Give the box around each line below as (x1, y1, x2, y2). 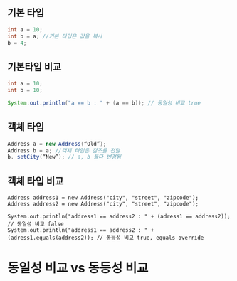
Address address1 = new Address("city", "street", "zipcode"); (7, 194, 199, 201)
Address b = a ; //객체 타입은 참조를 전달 (7, 147, 120, 154)
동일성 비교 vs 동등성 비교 (7, 260, 149, 276)
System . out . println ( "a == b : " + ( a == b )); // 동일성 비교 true (7, 100, 201, 107)
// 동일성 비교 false (7, 221, 64, 228)
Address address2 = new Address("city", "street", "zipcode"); (7, 201, 199, 208)
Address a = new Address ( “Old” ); (7, 140, 107, 147)
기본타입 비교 (7, 60, 62, 73)
